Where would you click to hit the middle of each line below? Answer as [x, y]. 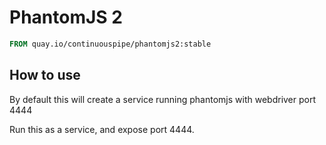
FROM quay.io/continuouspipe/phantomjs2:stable [110, 44]
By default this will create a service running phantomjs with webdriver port [163, 99]
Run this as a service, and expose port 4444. [102, 129]
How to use [45, 75]
